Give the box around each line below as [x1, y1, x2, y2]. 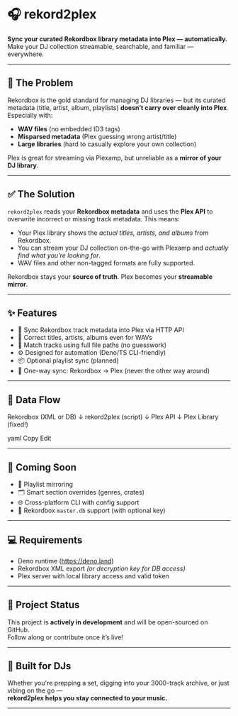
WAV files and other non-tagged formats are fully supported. [17, 258, 195, 267]
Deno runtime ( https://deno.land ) [17, 556, 115, 565]
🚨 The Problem [7, 77, 74, 89]
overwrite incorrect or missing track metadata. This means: [7, 214, 180, 223]
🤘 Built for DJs [7, 660, 72, 672]
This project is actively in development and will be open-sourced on [7, 617, 208, 626]
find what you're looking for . [17, 250, 101, 260]
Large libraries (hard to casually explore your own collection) [17, 140, 197, 148]
